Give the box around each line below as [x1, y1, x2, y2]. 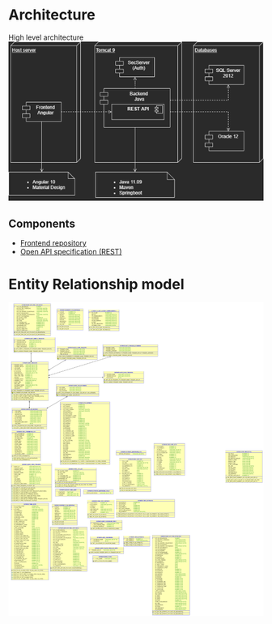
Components [8, 216, 75, 230]
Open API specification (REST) [19, 246, 122, 256]
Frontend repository [19, 237, 87, 248]
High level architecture [8, 32, 84, 42]
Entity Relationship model [8, 276, 185, 293]
